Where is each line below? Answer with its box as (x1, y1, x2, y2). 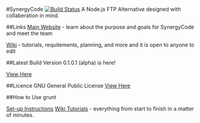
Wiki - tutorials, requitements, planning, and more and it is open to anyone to (6, 42, 195, 48)
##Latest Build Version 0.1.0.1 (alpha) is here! (6, 59, 116, 66)
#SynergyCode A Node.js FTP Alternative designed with (6, 6, 181, 12)
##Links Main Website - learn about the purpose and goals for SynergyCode (6, 24, 195, 30)
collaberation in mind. (6, 12, 60, 19)
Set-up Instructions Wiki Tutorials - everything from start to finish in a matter (6, 105, 194, 112)
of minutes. (6, 112, 34, 118)
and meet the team (6, 30, 53, 37)
